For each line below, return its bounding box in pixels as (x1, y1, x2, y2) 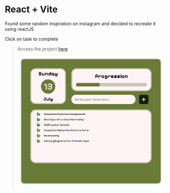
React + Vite (5, 4, 58, 15)
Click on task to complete (5, 36, 58, 42)
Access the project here (17, 46, 68, 52)
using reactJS (5, 26, 34, 32)
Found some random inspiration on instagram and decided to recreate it (5, 20, 156, 27)
